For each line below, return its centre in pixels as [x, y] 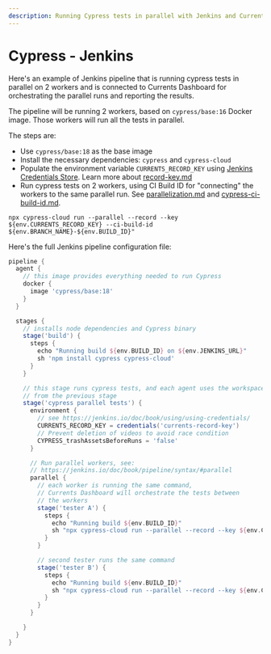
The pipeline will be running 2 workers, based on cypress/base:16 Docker [130, 111]
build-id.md [39, 202]
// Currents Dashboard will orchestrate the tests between [139, 493]
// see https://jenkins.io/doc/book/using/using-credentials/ [144, 418]
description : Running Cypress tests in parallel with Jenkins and [122, 16]
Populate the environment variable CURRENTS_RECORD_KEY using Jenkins [136, 168]
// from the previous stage [70, 396]
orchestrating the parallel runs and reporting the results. [102, 95]
